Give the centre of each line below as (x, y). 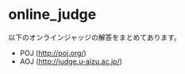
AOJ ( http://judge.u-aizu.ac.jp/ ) (71, 61)
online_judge (52, 15)
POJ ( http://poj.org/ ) (53, 53)
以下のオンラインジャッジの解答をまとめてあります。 (94, 37)
